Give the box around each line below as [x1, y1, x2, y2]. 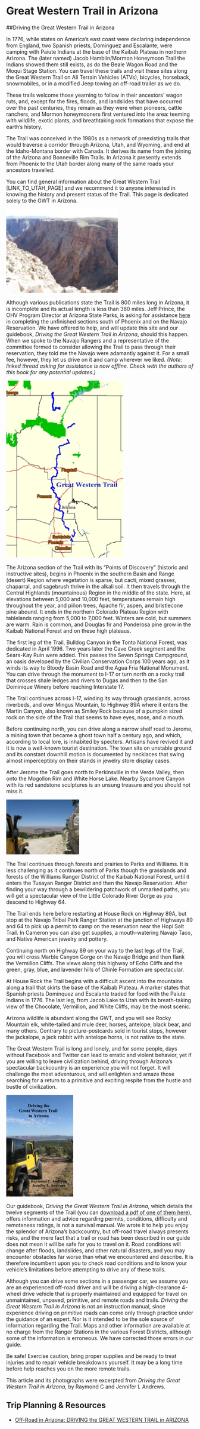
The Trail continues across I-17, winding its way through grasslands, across [6, 694, 190, 702]
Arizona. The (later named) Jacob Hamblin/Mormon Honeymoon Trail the [6, 54, 186, 61]
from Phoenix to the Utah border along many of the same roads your [6, 160, 174, 167]
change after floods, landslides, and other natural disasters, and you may [6, 1246, 186, 1254]
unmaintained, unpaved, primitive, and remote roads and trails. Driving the [6, 1296, 188, 1304]
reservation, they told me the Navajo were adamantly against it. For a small [6, 349, 189, 356]
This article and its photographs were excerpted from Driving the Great [6, 1376, 180, 1384]
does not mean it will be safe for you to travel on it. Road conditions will [6, 1240, 181, 1248]
